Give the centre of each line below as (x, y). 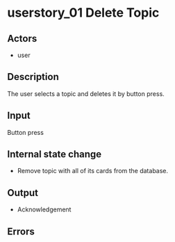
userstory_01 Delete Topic (83, 13)
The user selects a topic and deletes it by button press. (86, 94)
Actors (22, 39)
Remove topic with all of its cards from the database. (93, 171)
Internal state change (55, 154)
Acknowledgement (44, 209)
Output (23, 193)
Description (33, 77)
